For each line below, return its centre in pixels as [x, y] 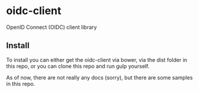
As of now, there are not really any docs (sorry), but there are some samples [99, 77]
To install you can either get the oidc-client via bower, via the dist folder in [97, 59]
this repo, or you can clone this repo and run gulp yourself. [78, 66]
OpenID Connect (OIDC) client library [51, 27]
